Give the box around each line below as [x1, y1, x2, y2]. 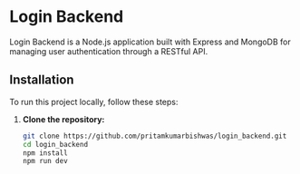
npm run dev [22, 157, 68, 166]
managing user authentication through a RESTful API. [9, 45, 208, 56]
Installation [9, 72, 74, 88]
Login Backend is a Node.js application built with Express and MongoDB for [9, 36, 292, 47]
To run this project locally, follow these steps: [9, 96, 179, 107]
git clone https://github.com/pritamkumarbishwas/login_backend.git [22, 131, 287, 140]
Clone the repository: [22, 113, 105, 124]
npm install [22, 148, 68, 158]
